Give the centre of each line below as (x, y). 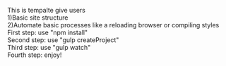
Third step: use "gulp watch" (49, 47)
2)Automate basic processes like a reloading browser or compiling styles (113, 25)
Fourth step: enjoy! (35, 55)
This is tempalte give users (47, 10)
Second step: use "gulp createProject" (63, 40)
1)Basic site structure (38, 18)
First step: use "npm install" (48, 32)
